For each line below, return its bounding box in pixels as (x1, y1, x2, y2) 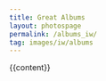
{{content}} (9, 62, 51, 73)
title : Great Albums (9, 12, 86, 22)
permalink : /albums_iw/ (9, 29, 98, 38)
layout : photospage (9, 21, 82, 30)
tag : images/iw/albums (9, 37, 94, 47)
